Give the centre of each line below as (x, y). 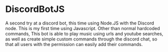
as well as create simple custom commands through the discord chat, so (81, 39)
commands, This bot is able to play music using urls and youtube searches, (84, 33)
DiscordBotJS (35, 9)
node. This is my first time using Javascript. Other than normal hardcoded (83, 28)
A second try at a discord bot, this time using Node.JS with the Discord (80, 23)
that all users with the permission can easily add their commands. (74, 44)
